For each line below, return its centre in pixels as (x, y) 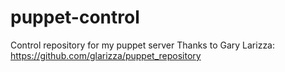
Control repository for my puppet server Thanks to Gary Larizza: (143, 45)
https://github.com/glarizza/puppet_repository (106, 55)
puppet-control (75, 17)
